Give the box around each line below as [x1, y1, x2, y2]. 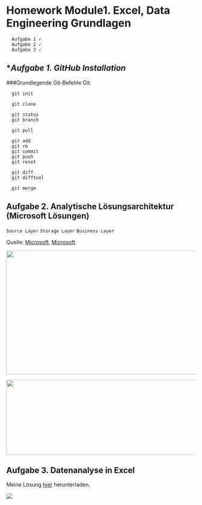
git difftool [11, 175, 44, 181]
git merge [11, 185, 36, 191]
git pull [11, 127, 34, 133]
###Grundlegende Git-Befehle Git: [6, 79, 91, 86]
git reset [11, 159, 36, 165]
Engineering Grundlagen [6, 16, 131, 30]
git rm [11, 143, 28, 149]
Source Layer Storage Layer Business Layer [6, 228, 115, 234]
